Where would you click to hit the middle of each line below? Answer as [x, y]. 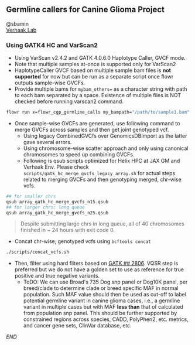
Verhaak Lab [21, 30]
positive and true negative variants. [57, 276]
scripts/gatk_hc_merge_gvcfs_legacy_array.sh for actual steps [99, 173]
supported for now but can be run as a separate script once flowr [94, 77]
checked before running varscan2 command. [69, 101]
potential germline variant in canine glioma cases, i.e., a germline [102, 300]
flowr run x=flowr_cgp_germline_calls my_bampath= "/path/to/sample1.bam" [98, 112]
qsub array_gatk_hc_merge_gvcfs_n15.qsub [57, 201]
